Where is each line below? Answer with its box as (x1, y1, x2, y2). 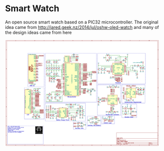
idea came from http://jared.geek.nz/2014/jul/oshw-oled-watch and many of (5, 24, 159, 30)
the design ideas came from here (5, 29, 72, 35)
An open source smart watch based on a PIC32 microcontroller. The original (5, 19, 159, 25)
